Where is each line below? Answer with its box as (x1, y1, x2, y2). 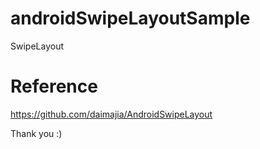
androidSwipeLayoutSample (10, 7, 251, 30)
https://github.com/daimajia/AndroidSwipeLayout (10, 108, 213, 120)
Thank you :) (10, 127, 63, 139)
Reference (10, 75, 98, 98)
